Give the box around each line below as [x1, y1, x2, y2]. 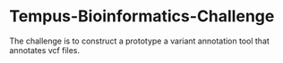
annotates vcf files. [9, 44, 81, 55]
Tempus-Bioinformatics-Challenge [9, 6, 275, 27]
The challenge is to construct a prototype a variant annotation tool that [9, 35, 270, 46]
